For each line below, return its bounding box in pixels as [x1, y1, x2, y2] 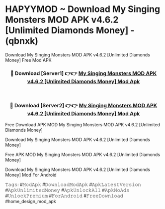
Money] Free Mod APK [5, 57, 52, 63]
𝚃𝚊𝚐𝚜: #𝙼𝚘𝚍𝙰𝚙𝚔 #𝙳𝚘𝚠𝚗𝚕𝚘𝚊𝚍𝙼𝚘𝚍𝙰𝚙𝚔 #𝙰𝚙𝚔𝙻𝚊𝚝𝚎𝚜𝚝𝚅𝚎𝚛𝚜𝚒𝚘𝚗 [5, 181, 142, 188]
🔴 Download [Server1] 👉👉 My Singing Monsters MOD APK [10, 70, 157, 77]
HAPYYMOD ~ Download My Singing [5, 3, 161, 15]
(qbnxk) [5, 35, 39, 47]
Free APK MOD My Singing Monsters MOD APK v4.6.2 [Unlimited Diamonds [5, 151, 161, 158]
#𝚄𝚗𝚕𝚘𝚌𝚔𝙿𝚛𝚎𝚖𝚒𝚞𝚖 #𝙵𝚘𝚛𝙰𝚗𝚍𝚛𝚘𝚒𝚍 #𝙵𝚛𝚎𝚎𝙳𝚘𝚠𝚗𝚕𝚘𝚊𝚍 [5, 193, 123, 199]
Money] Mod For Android [5, 172, 57, 178]
